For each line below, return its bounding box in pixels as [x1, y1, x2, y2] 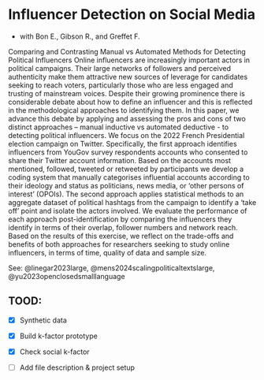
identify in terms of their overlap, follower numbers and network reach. [8, 222, 238, 232]
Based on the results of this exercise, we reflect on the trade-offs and [8, 231, 234, 240]
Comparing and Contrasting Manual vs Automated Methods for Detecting [8, 47, 246, 56]
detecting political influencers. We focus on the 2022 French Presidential [8, 130, 245, 140]
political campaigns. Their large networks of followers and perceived [8, 63, 231, 73]
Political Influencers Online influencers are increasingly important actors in [8, 55, 251, 65]
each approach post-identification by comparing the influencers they [8, 214, 232, 224]
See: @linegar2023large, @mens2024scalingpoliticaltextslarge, [8, 263, 215, 273]
